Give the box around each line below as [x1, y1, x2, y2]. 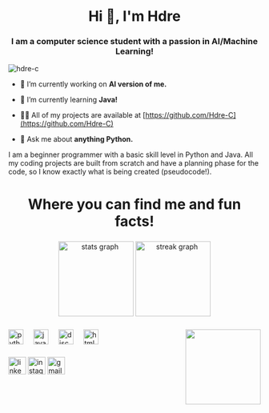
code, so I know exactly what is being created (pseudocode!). [8, 167, 212, 177]
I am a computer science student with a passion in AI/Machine [10, 36, 259, 47]
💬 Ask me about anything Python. [19, 134, 134, 144]
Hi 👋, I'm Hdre [87, 7, 182, 26]
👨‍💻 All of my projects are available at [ [19, 110, 146, 120]
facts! [114, 212, 155, 231]
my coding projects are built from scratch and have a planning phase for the [8, 158, 259, 168]
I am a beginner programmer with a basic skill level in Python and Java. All [8, 150, 254, 159]
